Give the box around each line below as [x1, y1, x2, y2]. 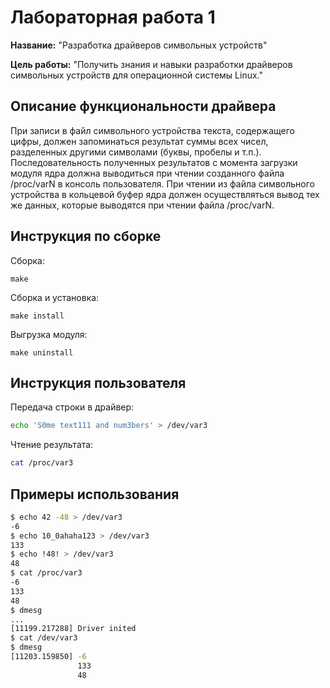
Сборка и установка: [10, 291, 100, 303]
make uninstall [10, 347, 74, 358]
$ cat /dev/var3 [10, 633, 78, 643]
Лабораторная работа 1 [10, 6, 216, 29]
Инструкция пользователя [10, 374, 187, 391]
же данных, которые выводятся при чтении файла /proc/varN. [10, 199, 275, 211]
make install [10, 311, 65, 321]
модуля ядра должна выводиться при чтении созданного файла [10, 167, 285, 179]
